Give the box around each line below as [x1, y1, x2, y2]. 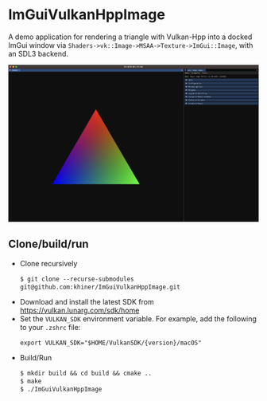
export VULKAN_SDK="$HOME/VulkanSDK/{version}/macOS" [19, 339, 202, 347]
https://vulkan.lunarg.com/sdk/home [19, 305, 140, 315]
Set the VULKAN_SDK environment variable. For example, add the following [19, 313, 257, 324]
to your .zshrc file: [19, 322, 81, 332]
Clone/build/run [8, 238, 89, 251]
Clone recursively [19, 258, 78, 268]
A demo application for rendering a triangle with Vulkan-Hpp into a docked [8, 32, 253, 41]
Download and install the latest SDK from [19, 297, 155, 306]
